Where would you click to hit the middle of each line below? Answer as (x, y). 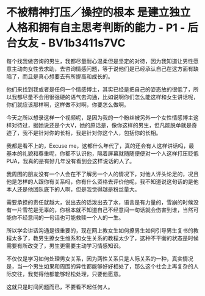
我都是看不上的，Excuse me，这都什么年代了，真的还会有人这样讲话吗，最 (100, 146)
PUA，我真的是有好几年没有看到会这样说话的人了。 (71, 161)
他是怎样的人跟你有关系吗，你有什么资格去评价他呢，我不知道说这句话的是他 (103, 181)
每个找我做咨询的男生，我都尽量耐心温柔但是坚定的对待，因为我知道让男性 (100, 61)
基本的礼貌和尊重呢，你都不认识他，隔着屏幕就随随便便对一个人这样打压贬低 (103, 153)
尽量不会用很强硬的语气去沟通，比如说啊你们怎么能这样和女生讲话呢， (110, 97)
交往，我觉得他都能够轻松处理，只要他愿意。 (67, 274)
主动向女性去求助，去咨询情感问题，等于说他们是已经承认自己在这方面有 (102, 68)
